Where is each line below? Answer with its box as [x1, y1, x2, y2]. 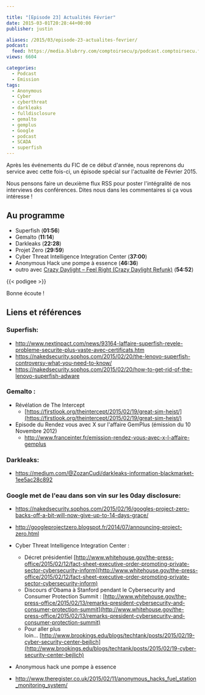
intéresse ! [6, 193, 33, 200]
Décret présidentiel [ [24, 554, 76, 561]
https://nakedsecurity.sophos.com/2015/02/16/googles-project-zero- [15, 505, 190, 513]
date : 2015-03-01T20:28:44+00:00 [6, 20, 92, 26]
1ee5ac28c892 [15, 476, 53, 484]
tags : [6, 82, 20, 88]
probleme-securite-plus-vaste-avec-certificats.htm [15, 346, 145, 353]
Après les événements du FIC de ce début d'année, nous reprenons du [6, 162, 184, 168]
